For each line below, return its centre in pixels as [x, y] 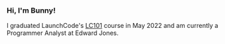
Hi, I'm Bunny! [31, 10]
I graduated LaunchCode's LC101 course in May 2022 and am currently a [112, 26]
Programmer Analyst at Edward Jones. [63, 33]
